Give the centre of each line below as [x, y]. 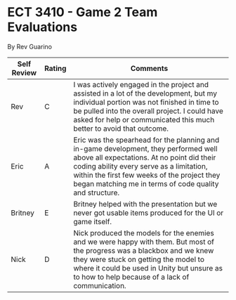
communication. [100, 285]
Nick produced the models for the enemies [144, 233]
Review [24, 72]
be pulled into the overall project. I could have [148, 111]
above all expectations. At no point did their [145, 157]
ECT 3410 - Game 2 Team [83, 12]
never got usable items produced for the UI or [149, 213]
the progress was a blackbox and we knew [144, 250]
